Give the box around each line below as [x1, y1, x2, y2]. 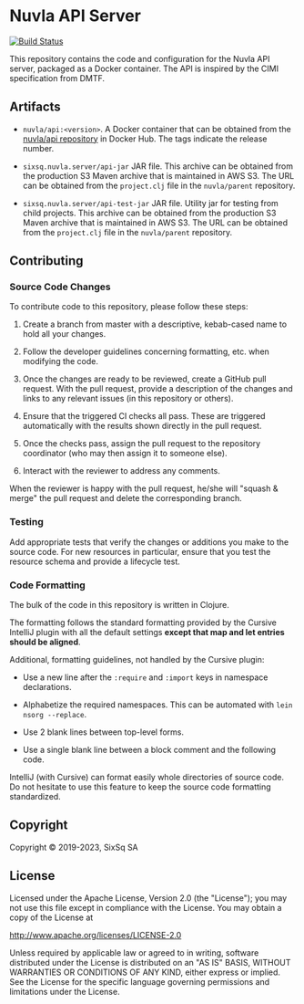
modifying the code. [22, 356, 98, 367]
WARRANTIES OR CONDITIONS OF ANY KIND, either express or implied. [9, 967, 280, 978]
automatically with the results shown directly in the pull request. [22, 421, 262, 432]
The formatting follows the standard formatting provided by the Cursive [9, 617, 278, 628]
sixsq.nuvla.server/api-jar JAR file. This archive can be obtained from [22, 161, 294, 172]
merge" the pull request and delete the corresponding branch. [9, 493, 243, 504]
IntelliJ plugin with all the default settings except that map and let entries [9, 627, 285, 638]
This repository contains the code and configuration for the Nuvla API [9, 53, 270, 64]
